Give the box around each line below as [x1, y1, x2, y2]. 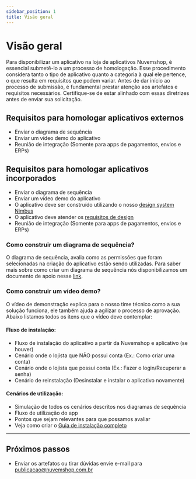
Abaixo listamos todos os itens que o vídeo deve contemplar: [6, 313, 153, 320]
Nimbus [14, 207, 34, 214]
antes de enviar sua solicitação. [6, 96, 82, 103]
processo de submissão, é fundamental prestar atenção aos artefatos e [6, 83, 178, 91]
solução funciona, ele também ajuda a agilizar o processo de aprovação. [6, 307, 181, 314]
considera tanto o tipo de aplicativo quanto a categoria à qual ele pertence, [6, 71, 187, 78]
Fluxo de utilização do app [14, 409, 78, 416]
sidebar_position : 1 [6, 8, 57, 15]
